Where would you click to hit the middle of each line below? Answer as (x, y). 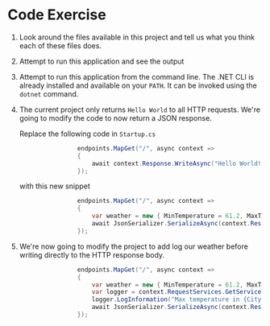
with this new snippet (54, 186)
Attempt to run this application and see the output (102, 61)
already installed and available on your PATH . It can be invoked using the (138, 85)
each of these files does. (60, 45)
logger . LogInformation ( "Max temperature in (166, 299)
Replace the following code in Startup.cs (87, 134)
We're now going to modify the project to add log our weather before (134, 246)
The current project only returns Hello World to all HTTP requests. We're (140, 109)
